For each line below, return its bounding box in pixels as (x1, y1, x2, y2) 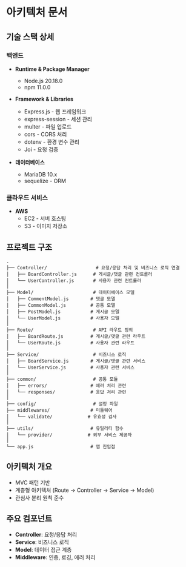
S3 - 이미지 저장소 (24, 223, 68, 230)
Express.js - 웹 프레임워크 (24, 107, 87, 115)
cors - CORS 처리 (24, 130, 67, 138)
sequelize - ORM (24, 177, 67, 184)
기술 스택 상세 (6, 32, 55, 42)
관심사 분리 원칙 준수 (15, 494, 64, 501)
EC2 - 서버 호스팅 (24, 215, 67, 222)
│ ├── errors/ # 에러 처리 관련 (6, 383, 127, 389)
